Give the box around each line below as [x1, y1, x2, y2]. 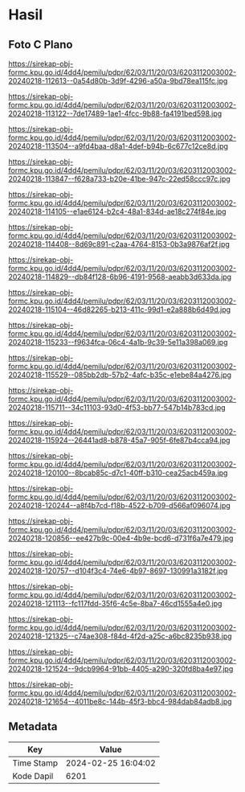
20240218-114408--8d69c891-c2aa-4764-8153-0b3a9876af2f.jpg [8, 240, 231, 248]
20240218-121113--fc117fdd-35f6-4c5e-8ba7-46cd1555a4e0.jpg [8, 599, 223, 608]
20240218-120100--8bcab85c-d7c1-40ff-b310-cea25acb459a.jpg [8, 468, 228, 478]
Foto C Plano [8, 38, 73, 51]
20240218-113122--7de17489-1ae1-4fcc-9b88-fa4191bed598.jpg [8, 109, 223, 118]
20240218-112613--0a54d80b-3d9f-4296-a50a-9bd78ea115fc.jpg [8, 76, 228, 85]
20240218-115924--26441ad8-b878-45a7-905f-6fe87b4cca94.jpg [8, 436, 231, 445]
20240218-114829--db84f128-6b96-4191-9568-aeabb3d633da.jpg [8, 272, 231, 281]
